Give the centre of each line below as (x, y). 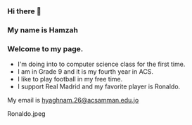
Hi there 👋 (25, 11)
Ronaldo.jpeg (26, 114)
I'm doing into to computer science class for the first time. (101, 64)
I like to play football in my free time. (70, 79)
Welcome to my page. (45, 48)
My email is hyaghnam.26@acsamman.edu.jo (73, 100)
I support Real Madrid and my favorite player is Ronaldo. (99, 86)
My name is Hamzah (43, 29)
